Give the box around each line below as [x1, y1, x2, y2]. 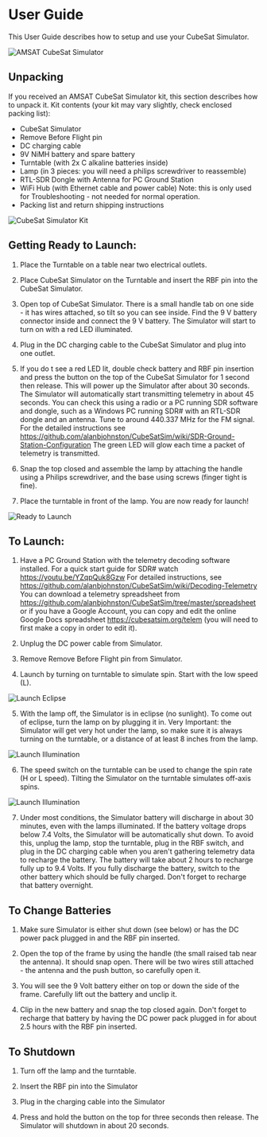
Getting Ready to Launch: [8, 239, 137, 252]
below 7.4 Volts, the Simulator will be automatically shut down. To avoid [19, 830, 254, 839]
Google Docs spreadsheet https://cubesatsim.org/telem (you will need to [19, 615, 258, 624]
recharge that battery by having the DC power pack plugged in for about [19, 1014, 257, 1023]
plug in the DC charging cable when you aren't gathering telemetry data [19, 846, 256, 857]
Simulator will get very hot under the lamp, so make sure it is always [19, 726, 242, 736]
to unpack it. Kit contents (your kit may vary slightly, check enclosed [8, 100, 232, 109]
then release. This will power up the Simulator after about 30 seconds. [19, 381, 250, 390]
